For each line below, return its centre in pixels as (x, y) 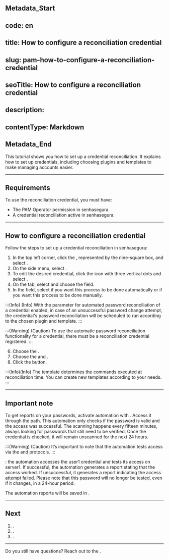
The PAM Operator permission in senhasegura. (61, 210)
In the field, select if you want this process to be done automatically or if (87, 290)
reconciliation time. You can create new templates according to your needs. (83, 377)
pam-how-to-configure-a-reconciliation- (89, 60)
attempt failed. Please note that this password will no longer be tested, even (84, 478)
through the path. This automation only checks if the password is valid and (82, 421)
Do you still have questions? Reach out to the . (53, 551)
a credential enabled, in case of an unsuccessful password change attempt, (84, 311)
